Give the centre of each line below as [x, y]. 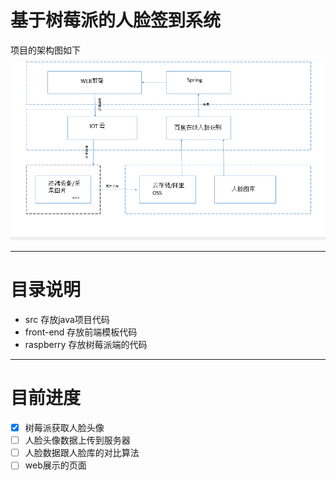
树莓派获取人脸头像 [64, 428]
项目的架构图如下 [45, 50]
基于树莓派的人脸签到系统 [116, 20]
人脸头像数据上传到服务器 [77, 440]
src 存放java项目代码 [67, 320]
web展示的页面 [55, 465]
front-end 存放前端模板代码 [81, 332]
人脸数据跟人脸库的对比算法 [82, 453]
